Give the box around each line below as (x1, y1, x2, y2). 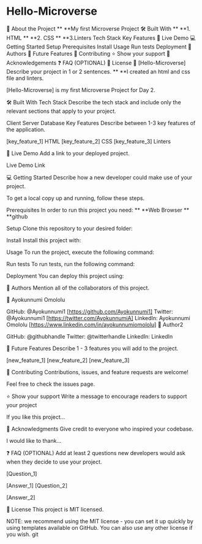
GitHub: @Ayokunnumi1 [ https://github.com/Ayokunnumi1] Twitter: (6, 308, 173, 315)
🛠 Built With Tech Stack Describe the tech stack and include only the (6, 98, 182, 105)
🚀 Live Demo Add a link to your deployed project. (6, 149, 130, 157)
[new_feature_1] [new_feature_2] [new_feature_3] (6, 356, 130, 364)
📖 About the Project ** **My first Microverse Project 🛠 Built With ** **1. (6, 25, 191, 32)
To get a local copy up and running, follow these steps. (6, 194, 145, 202)
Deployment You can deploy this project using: (6, 272, 124, 280)
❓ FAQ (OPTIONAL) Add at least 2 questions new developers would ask (6, 449, 185, 456)
